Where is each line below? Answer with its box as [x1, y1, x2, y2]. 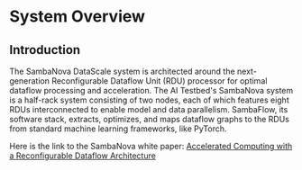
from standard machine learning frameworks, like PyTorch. [9, 123, 227, 134]
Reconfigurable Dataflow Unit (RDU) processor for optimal [50, 76, 268, 86]
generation [9, 76, 50, 86]
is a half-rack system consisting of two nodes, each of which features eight [9, 94, 290, 105]
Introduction [9, 42, 81, 58]
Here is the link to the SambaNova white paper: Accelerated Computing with [9, 141, 293, 151]
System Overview [9, 6, 146, 27]
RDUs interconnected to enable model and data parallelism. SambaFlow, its [9, 104, 288, 114]
